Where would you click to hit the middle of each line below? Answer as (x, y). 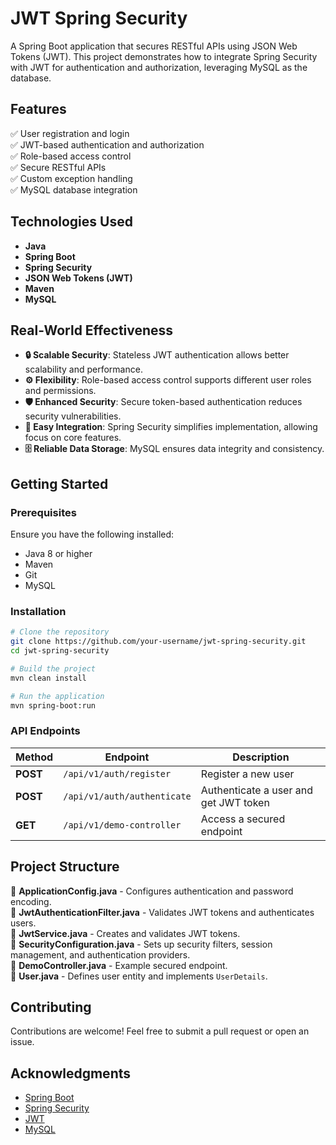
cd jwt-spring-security (60, 651)
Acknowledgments (71, 1073)
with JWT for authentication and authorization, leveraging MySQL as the (159, 67)
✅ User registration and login (70, 133)
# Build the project (53, 668)
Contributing (51, 1007)
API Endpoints (45, 731)
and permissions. (60, 391)
